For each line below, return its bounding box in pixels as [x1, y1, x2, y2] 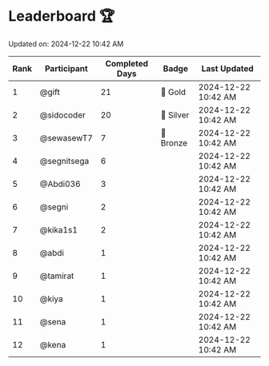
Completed [105, 58, 149, 69]
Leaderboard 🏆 [8, 7, 115, 26]
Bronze [160, 137, 188, 149]
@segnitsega [39, 155, 90, 166]
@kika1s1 [39, 224, 78, 235]
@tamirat [39, 270, 74, 281]
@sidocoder [39, 109, 86, 121]
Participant [44, 62, 88, 74]
